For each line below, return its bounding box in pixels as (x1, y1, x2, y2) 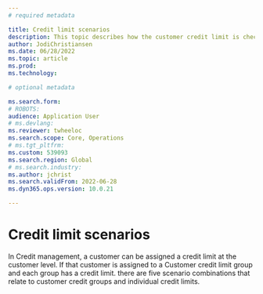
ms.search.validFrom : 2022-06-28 (8, 178, 117, 186)
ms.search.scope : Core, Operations (8, 134, 124, 142)
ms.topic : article (8, 55, 68, 63)
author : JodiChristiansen (8, 40, 92, 48)
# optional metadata (8, 83, 76, 91)
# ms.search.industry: (8, 163, 82, 171)
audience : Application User (8, 112, 100, 120)
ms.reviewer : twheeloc (8, 127, 82, 135)
